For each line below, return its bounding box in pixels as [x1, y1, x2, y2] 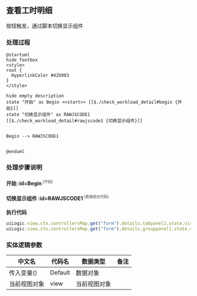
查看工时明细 [6, 5, 53, 16]
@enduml [6, 149, 25, 155]
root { [6, 67, 22, 73]
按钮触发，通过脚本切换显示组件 [6, 22, 83, 29]
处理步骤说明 [6, 164, 43, 172]
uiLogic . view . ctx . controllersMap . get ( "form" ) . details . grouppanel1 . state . [6, 226, 191, 232]
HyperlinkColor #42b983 [11, 73, 69, 79]
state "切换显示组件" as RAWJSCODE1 [6, 112, 90, 118]
